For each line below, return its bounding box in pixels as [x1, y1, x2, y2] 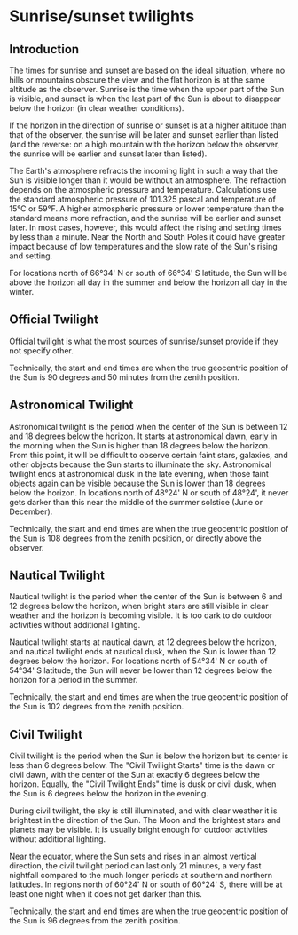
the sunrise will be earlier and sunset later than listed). [9, 148, 208, 159]
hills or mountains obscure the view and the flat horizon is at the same [9, 75, 266, 85]
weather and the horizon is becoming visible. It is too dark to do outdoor [9, 610, 273, 621]
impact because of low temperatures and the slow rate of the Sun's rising [9, 242, 278, 251]
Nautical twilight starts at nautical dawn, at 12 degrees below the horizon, [9, 637, 278, 647]
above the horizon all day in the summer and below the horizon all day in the [9, 277, 288, 288]
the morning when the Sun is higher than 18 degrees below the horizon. [9, 440, 271, 450]
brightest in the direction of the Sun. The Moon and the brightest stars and [9, 815, 281, 826]
